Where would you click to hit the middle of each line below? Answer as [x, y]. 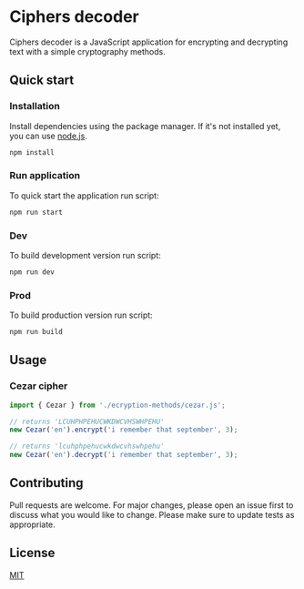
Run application [45, 176]
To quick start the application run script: [84, 195]
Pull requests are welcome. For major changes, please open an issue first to [152, 505]
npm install [32, 152]
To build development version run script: [85, 255]
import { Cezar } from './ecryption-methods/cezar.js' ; [117, 405]
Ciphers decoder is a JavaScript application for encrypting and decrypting [149, 42]
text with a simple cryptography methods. [87, 51]
